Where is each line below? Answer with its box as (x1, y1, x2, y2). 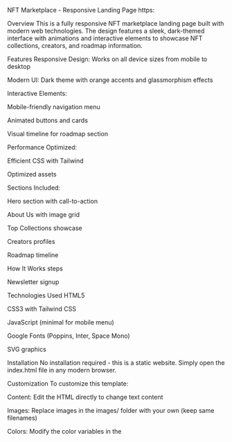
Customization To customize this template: (7, 379, 129, 388)
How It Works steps (7, 264, 64, 272)
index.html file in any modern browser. (7, 366, 116, 374)
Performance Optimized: (7, 143, 78, 152)
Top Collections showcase (7, 224, 82, 232)
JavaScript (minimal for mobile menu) (7, 318, 114, 326)
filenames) (7, 414, 38, 422)
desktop (7, 63, 31, 70)
